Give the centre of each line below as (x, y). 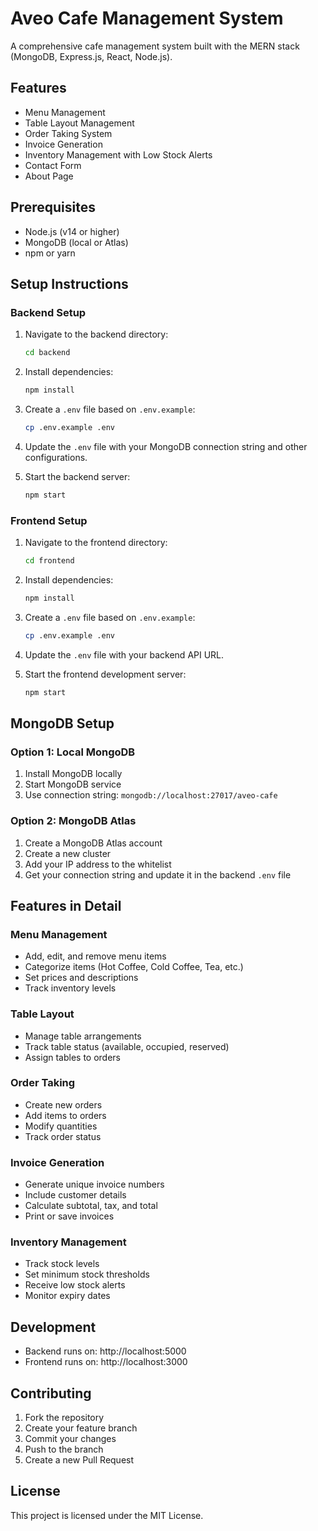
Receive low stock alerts (75, 1285)
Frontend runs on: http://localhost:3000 (106, 1362)
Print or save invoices (69, 1216)
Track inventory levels (70, 988)
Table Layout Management (79, 123)
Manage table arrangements (83, 1036)
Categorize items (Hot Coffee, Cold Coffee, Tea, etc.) (134, 967)
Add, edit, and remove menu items (95, 956)
